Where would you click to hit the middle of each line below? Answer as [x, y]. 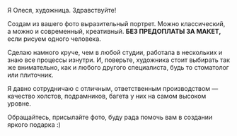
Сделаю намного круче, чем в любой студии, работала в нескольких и [115, 52]
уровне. [19, 104]
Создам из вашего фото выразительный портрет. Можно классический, [116, 24]
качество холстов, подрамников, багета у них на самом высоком [107, 96]
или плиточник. [30, 75]
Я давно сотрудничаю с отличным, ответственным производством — [113, 88]
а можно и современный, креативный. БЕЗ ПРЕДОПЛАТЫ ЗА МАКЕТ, [114, 31]
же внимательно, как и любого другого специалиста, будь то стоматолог [118, 67]
